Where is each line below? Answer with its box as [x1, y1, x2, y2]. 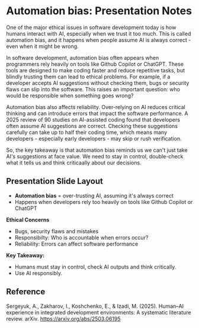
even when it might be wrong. [6, 43, 79, 50]
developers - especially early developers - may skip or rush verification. [6, 135, 182, 142]
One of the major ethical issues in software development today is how [6, 24, 176, 31]
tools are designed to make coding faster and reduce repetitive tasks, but [6, 66, 185, 74]
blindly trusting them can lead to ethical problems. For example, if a [6, 73, 171, 80]
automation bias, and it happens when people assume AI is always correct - [6, 36, 191, 43]
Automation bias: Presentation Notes [6, 4, 192, 18]
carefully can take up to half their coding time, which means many [6, 129, 168, 136]
